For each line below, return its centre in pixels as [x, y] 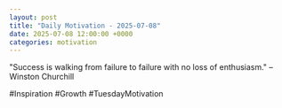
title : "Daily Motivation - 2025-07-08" [85, 26]
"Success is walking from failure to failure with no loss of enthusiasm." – [141, 67]
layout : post [33, 17]
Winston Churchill [42, 77]
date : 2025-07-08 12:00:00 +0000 [71, 34]
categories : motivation [53, 42]
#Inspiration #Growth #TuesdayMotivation [86, 94]
